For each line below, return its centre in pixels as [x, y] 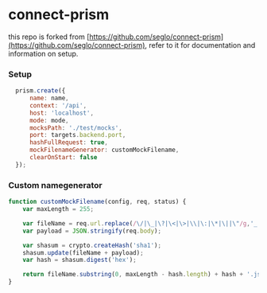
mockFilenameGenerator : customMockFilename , [104, 150]
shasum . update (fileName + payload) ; [83, 252]
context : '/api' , [58, 105]
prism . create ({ [41, 91]
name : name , [49, 98]
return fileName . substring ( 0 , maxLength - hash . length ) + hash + [133, 275]
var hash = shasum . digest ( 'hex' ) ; [79, 260]
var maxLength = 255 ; [58, 209]
